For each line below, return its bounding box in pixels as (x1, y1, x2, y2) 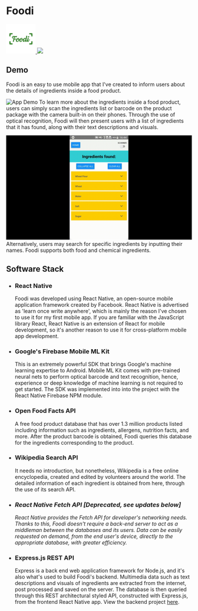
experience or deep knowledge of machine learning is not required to (14, 379, 183, 387)
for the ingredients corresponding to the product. (14, 439, 134, 446)
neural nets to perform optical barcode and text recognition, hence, (14, 373, 179, 380)
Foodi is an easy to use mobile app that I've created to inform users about (6, 81, 185, 88)
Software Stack (6, 264, 64, 274)
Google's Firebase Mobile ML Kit (14, 347, 110, 355)
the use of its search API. (14, 485, 76, 493)
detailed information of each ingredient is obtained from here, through (14, 479, 185, 487)
